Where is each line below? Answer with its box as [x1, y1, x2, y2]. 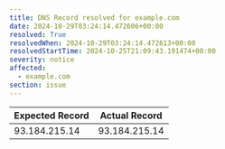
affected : [9, 64, 47, 73]
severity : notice [9, 55, 75, 64]
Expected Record [14, 109, 89, 122]
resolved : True [9, 30, 67, 39]
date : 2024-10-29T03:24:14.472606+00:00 [9, 22, 164, 31]
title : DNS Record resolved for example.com [9, 13, 180, 23]
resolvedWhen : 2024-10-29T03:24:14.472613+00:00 [9, 38, 196, 48]
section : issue [9, 80, 67, 89]
